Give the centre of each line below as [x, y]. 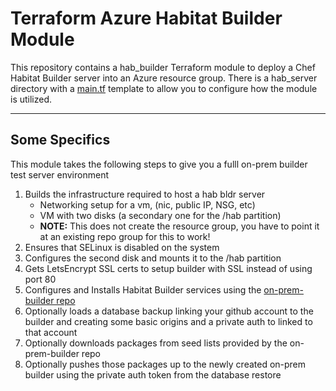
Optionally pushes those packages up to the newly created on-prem [165, 364]
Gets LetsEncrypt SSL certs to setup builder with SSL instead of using [168, 268]
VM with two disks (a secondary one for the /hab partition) [160, 215]
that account [51, 332]
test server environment [59, 174]
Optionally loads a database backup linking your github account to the [169, 311]
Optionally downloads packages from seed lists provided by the [156, 343]
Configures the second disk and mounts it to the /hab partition [153, 258]
